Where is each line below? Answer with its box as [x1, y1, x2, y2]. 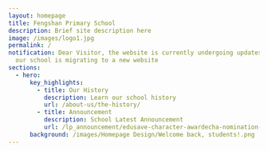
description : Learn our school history [43, 93, 177, 101]
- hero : [15, 71, 41, 79]
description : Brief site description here [8, 26, 152, 34]
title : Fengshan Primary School [8, 19, 116, 27]
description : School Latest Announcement [43, 116, 183, 124]
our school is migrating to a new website [15, 57, 159, 65]
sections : [8, 64, 41, 72]
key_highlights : [29, 78, 84, 86]
